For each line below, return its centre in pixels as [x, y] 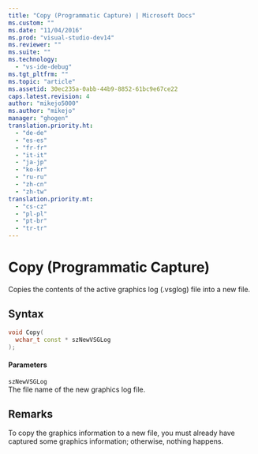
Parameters [28, 365]
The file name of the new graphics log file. [77, 389]
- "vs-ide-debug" [44, 67]
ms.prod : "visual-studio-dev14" [61, 38]
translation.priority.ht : [50, 126]
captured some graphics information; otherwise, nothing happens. [116, 441]
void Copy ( [26, 332]
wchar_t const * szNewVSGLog [63, 340]
